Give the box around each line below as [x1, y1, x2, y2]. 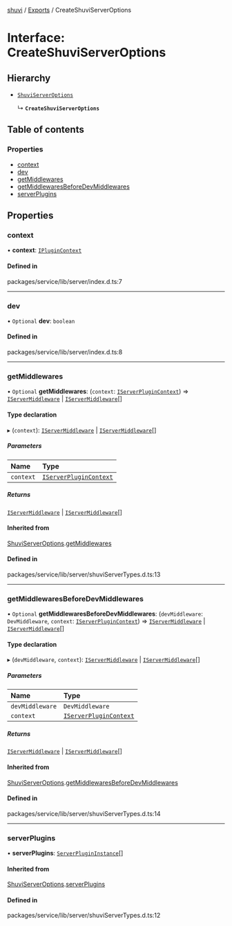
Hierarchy [7, 72, 51, 84]
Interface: [7, 30, 66, 46]
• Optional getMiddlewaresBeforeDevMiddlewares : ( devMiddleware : [7, 610, 204, 618]
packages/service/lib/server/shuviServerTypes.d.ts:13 [7, 570, 161, 578]
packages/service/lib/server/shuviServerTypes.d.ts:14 [7, 809, 161, 818]
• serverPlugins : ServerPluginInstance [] [7, 849, 124, 858]
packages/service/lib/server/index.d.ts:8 [7, 348, 123, 357]
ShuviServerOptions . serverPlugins [7, 880, 106, 889]
